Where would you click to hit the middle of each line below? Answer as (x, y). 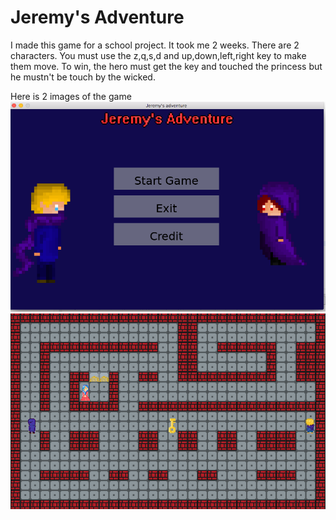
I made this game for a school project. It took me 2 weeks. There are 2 (155, 45)
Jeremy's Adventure (97, 17)
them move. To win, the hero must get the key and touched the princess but (166, 66)
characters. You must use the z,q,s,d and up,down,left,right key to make (158, 55)
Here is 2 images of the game (71, 96)
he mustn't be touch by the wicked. (83, 77)
